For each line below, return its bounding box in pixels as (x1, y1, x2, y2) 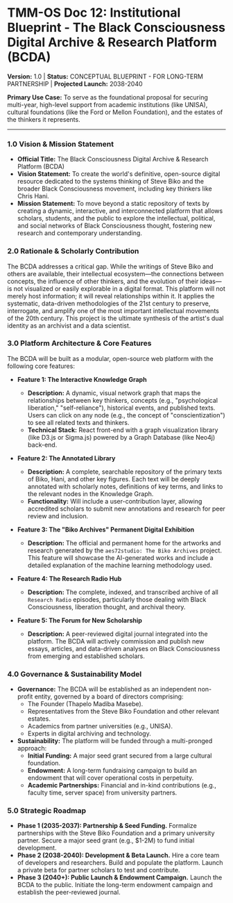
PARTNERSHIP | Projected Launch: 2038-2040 (7, 79, 144, 88)
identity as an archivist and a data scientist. (7, 321, 131, 330)
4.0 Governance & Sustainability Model (7, 669, 142, 679)
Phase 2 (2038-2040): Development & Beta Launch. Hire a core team (17, 851, 220, 860)
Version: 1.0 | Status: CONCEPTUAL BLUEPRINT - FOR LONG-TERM (7, 72, 203, 81)
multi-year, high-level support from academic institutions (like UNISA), (7, 100, 208, 109)
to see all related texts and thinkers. (27, 418, 130, 426)
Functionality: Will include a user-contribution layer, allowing (27, 497, 202, 505)
